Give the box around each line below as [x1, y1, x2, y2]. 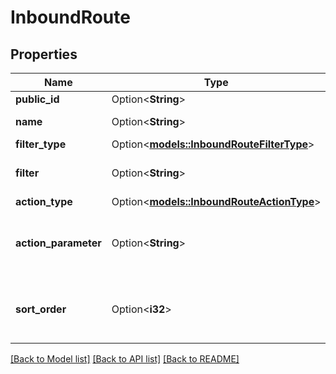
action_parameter [15, 236, 102, 250]
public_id [15, 92, 60, 106]
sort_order [15, 302, 67, 316]
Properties [10, 46, 78, 63]
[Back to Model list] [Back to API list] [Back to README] [10, 353, 240, 365]
